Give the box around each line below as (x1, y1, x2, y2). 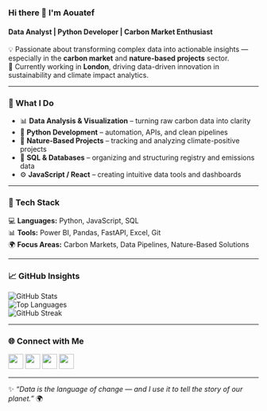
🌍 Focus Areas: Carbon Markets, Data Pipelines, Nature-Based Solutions (8, 239, 250, 249)
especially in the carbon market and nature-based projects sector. (8, 53, 230, 63)
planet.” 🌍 (8, 394, 44, 404)
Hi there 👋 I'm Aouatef (8, 7, 95, 18)
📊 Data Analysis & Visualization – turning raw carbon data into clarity (19, 116, 251, 126)
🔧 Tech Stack (8, 197, 60, 208)
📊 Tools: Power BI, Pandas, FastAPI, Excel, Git (8, 227, 161, 237)
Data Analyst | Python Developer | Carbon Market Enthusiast (8, 27, 213, 37)
